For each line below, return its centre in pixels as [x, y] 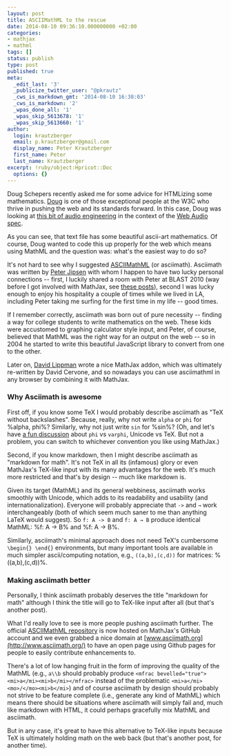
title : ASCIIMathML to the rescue [57, 20]
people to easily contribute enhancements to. [71, 652]
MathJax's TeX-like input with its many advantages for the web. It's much [111, 469]
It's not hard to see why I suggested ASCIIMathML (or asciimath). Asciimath [114, 264]
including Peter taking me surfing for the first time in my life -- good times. [113, 301]
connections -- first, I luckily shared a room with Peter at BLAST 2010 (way [113, 279]
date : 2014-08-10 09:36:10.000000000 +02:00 [72, 26]
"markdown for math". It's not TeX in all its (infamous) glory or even [103, 462]
